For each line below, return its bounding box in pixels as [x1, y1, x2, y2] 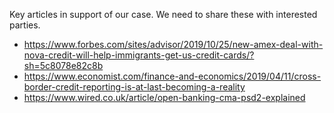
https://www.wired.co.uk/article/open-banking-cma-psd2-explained [23, 92, 306, 103]
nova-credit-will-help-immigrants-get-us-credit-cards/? [23, 49, 255, 61]
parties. [9, 19, 41, 31]
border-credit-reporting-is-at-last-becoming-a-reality [23, 81, 246, 93]
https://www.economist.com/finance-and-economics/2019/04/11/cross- [23, 70, 322, 82]
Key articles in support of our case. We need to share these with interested [9, 9, 318, 20]
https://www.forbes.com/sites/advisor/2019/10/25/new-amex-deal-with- [23, 39, 324, 50]
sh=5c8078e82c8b [23, 60, 104, 71]
